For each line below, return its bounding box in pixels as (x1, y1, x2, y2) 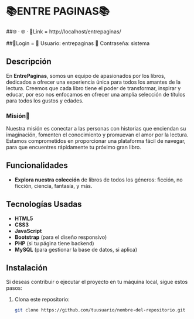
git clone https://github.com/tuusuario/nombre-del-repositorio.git (14, 307, 186, 313)
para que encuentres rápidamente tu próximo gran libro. (6, 144, 142, 151)
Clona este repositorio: (14, 296, 70, 303)
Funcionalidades (6, 160, 69, 170)
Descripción (6, 57, 52, 67)
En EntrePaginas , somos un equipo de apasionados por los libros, (6, 72, 166, 79)
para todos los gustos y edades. (6, 97, 84, 104)
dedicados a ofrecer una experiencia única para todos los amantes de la (6, 78, 181, 85)
